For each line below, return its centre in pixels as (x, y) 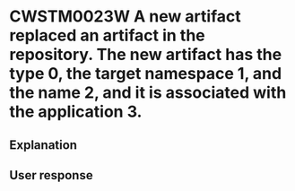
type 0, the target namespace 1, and (146, 74)
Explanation (43, 145)
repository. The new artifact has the (146, 55)
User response (51, 175)
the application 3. (76, 112)
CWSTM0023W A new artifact (125, 17)
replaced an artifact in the (107, 35)
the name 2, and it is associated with (148, 93)
